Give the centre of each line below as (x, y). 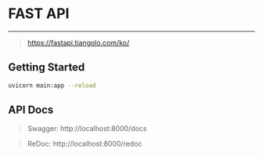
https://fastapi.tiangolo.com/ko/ (78, 42)
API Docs (31, 110)
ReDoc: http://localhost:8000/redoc (85, 144)
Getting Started (47, 67)
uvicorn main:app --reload (52, 85)
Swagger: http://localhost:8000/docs (87, 129)
